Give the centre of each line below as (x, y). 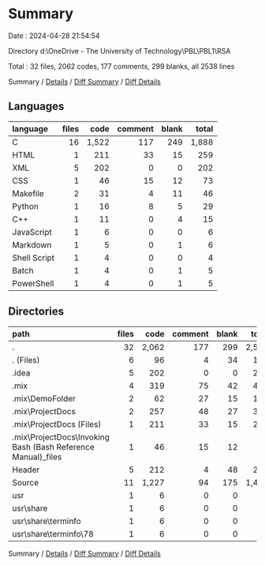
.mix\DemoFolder (44, 398)
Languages (36, 106)
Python (26, 206)
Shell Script (34, 258)
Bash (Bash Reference (53, 447)
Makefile (28, 193)
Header (26, 470)
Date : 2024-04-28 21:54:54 (54, 36)
